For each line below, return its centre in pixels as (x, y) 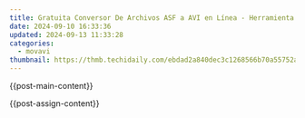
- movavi (34, 52)
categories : (32, 43)
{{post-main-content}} (51, 86)
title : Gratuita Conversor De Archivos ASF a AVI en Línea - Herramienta (152, 18)
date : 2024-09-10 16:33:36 (60, 26)
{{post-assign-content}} (54, 103)
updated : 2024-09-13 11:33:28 (67, 34)
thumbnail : (30, 60)
